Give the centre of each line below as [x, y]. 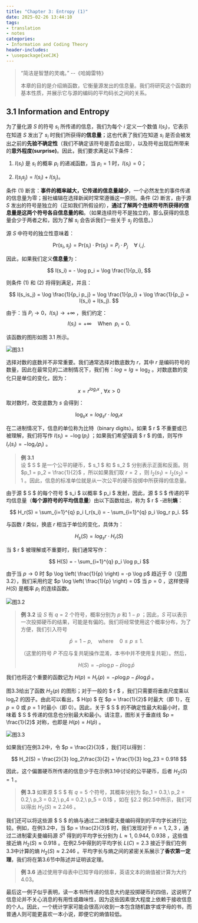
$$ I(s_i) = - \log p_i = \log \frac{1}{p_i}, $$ [99, 271]
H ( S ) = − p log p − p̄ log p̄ [106, 665]
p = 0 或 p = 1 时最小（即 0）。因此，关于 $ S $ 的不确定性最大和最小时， [95, 707]
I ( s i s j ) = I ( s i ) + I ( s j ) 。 [39, 177]
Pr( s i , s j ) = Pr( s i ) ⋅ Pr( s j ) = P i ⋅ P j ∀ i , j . [99, 246]
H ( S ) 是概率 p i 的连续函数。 [39, 589]
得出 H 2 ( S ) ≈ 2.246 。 [52, 808]
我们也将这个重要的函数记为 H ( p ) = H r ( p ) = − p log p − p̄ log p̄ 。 [82, 678]
